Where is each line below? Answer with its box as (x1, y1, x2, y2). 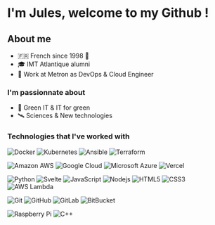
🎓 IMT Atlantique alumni (17, 60, 90, 68)
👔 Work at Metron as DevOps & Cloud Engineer (17, 70, 154, 78)
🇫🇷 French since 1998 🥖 (17, 51, 90, 60)
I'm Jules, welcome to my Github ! (7, 5, 209, 21)
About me (7, 33, 51, 45)
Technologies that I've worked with (7, 131, 130, 141)
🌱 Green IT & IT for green (17, 103, 90, 112)
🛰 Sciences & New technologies (17, 111, 112, 120)
